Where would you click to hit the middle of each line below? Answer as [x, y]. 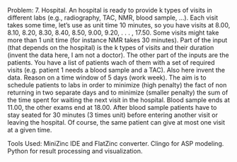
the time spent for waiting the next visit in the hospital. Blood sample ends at [118, 100]
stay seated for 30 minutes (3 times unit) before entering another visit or [112, 115]
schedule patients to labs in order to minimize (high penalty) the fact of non [117, 85]
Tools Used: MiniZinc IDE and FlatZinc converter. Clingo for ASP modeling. [116, 143]
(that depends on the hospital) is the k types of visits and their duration [111, 48]
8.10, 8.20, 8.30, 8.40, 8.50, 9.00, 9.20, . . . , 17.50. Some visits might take [113, 32]
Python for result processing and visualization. [75, 151]
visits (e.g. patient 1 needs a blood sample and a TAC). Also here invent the [116, 70]
